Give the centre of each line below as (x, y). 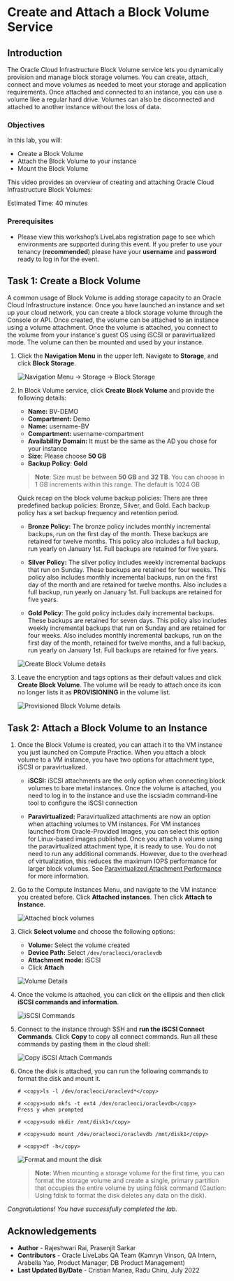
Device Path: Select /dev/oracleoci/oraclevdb (95, 953)
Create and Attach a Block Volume (108, 12)
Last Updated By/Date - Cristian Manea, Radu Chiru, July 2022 (109, 1270)
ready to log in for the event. (58, 259)
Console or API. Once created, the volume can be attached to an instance (113, 320)
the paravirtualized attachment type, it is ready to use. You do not (122, 846)
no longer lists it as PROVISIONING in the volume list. (94, 692)
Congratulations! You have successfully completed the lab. (93, 1209)
